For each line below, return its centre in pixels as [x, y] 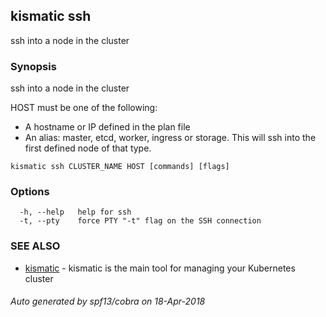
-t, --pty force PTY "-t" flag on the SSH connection [140, 221]
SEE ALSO [35, 246]
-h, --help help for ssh [75, 212]
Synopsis [33, 66]
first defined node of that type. [88, 148]
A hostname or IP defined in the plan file [107, 127]
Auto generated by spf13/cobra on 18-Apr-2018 [108, 301]
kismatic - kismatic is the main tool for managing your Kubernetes [160, 268]
